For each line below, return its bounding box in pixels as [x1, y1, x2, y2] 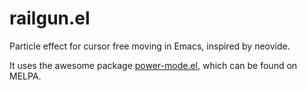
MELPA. [9, 70, 42, 82]
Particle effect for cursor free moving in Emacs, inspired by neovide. [9, 40, 291, 52]
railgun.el [9, 7, 91, 30]
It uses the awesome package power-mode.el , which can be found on [9, 59, 298, 71]
